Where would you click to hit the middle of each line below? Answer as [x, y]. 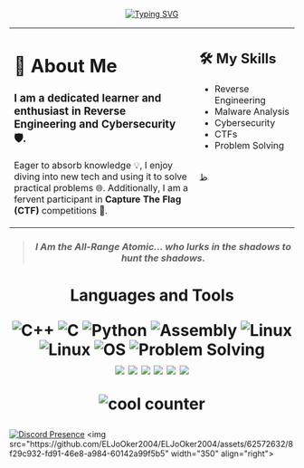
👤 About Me [66, 66]
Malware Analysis [252, 111]
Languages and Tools [152, 295]
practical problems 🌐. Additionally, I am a [101, 187]
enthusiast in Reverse [70, 111]
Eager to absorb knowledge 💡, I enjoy [94, 165]
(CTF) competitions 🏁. [61, 210]
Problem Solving [249, 145]
